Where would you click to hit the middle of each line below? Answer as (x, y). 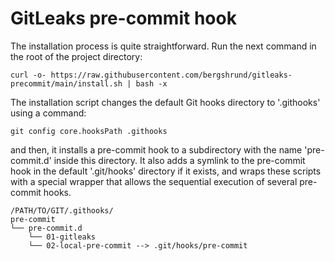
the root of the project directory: (76, 56)
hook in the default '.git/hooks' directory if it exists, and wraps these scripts (166, 171)
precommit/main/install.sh (66, 83)
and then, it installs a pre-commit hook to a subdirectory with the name (156, 149)
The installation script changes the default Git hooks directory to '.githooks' (165, 102)
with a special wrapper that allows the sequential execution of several (154, 181)
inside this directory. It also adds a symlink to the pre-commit (179, 160)
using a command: (48, 113)
